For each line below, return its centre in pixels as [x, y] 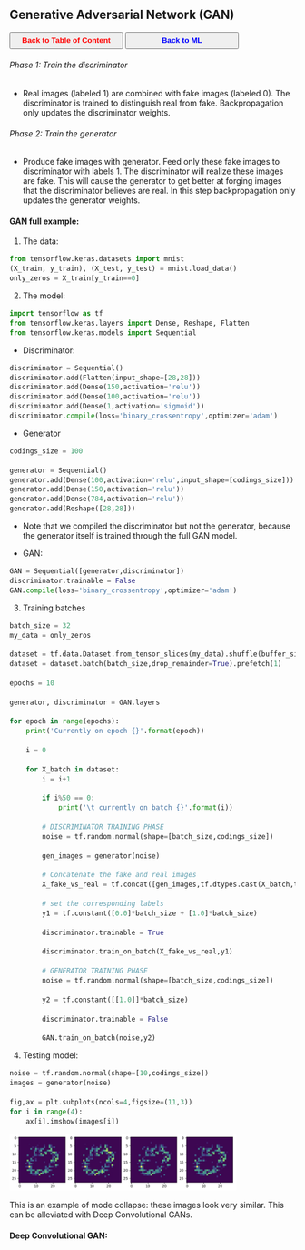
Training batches [54, 608]
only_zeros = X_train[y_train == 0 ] [75, 278]
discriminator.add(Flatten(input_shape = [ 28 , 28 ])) [105, 378]
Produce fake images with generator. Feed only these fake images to [151, 162]
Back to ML [182, 40]
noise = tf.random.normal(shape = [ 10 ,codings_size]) [109, 1074]
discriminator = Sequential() [67, 368]
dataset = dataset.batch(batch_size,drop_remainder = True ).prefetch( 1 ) [146, 664]
